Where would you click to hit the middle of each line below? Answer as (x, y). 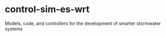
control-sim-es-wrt (47, 9)
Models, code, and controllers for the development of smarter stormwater (83, 23)
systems (14, 28)
